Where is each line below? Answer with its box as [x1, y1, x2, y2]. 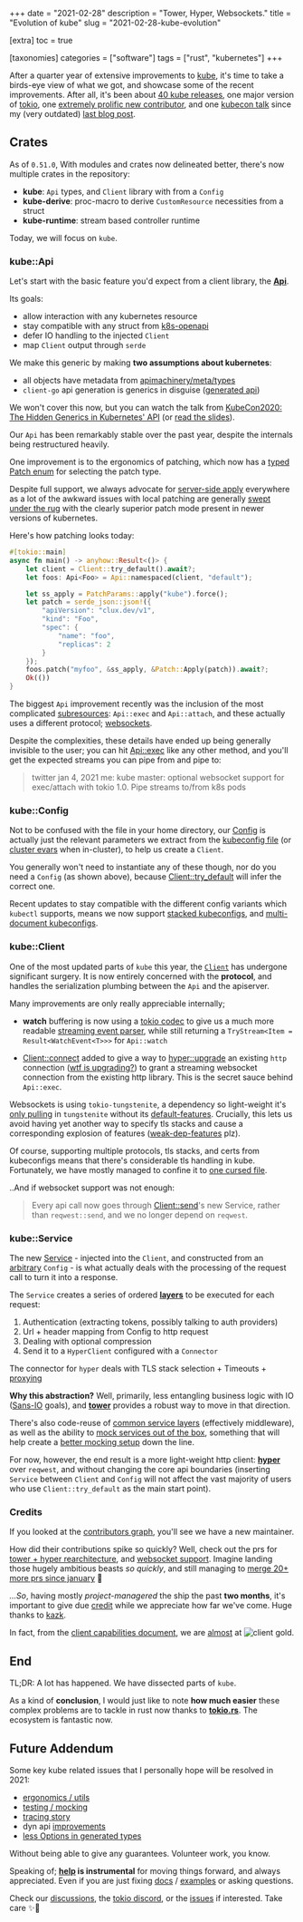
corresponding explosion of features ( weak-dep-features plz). [9, 1128, 241, 1139]
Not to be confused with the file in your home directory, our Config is [9, 825, 267, 836]
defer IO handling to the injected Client [22, 330, 170, 341]
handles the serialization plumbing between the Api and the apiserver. [9, 980, 270, 991]
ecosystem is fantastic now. [9, 1714, 113, 1725]
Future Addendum [9, 1741, 114, 1756]
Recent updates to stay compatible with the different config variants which [9, 898, 288, 909]
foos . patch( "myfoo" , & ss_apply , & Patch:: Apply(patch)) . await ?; [25, 665, 270, 675]
